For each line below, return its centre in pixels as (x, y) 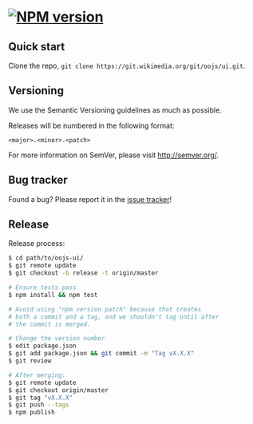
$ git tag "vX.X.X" (41, 398)
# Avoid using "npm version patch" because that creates (105, 309)
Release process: (37, 244)
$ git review (30, 361)
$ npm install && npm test (53, 295)
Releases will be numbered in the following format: (91, 125)
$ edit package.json (43, 346)
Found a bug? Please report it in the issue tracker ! (90, 199)
